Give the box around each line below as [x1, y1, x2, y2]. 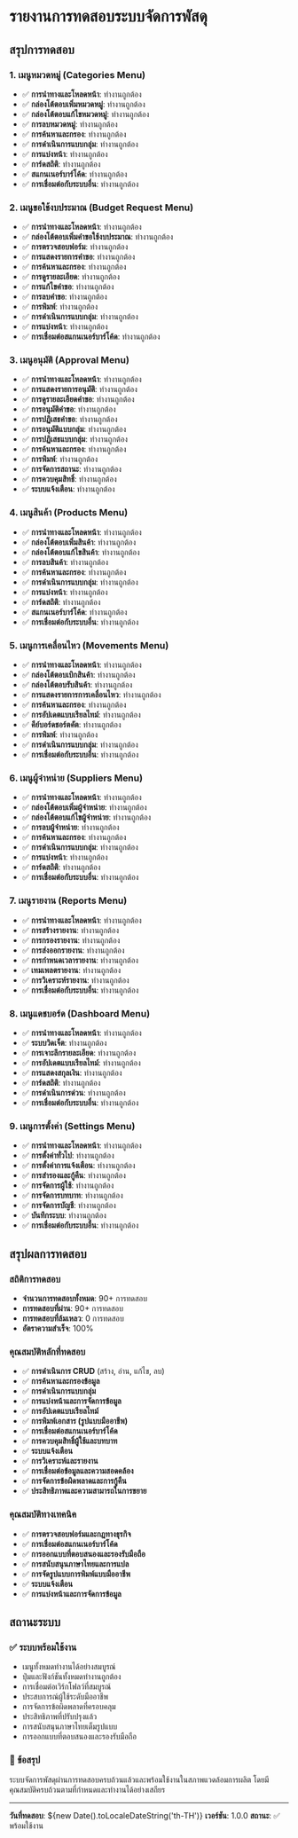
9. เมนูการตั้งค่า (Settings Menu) [9, 1119, 136, 1132]
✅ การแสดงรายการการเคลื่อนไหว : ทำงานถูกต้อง [21, 689, 161, 700]
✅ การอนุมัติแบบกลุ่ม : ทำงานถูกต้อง [21, 424, 127, 435]
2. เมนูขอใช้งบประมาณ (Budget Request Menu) [9, 201, 193, 214]
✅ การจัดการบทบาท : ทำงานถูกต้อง [21, 1190, 123, 1201]
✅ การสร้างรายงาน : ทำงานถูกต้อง [21, 924, 120, 935]
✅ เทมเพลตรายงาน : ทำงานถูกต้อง [21, 964, 122, 975]
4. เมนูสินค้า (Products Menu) [9, 507, 129, 519]
